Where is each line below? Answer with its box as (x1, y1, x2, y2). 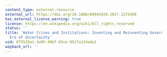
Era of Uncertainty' (9, 35, 52, 40)
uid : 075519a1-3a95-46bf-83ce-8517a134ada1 (5, 40, 97, 45)
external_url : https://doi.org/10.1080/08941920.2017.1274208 (5, 12, 137, 17)
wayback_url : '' (5, 44, 39, 49)
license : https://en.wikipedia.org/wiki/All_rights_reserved (5, 21, 135, 26)
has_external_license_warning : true (5, 16, 81, 21)
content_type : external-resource (5, 7, 75, 12)
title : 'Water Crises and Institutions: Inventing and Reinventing (5, 30, 148, 35)
